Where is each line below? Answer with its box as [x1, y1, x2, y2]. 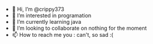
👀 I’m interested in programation [11, 12, 92, 19]
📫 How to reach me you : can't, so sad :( [11, 32, 114, 38]
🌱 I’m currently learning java [11, 18, 82, 25]
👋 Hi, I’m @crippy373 [11, 6, 65, 12]
